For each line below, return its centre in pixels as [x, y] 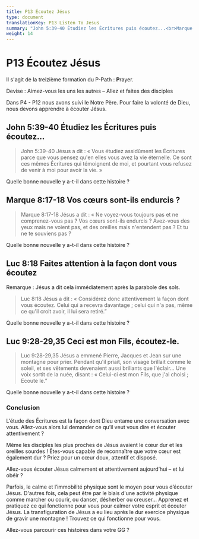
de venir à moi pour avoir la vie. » [61, 170]
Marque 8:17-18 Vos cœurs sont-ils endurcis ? [93, 200]
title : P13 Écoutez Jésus [38, 12]
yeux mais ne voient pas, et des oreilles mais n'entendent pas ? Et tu [104, 227]
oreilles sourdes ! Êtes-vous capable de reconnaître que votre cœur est [94, 451]
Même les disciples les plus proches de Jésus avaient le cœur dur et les [94, 445]
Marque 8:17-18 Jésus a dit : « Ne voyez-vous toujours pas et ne [99, 214]
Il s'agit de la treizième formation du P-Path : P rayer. [70, 80]
